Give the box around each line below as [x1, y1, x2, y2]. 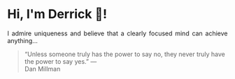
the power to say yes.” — [24, 57, 97, 65]
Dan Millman [24, 64, 61, 73]
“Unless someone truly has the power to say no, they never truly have [24, 50, 226, 58]
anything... [7, 36, 38, 44]
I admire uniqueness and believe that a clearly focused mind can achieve [7, 29, 228, 37]
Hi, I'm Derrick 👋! [7, 6, 107, 22]
